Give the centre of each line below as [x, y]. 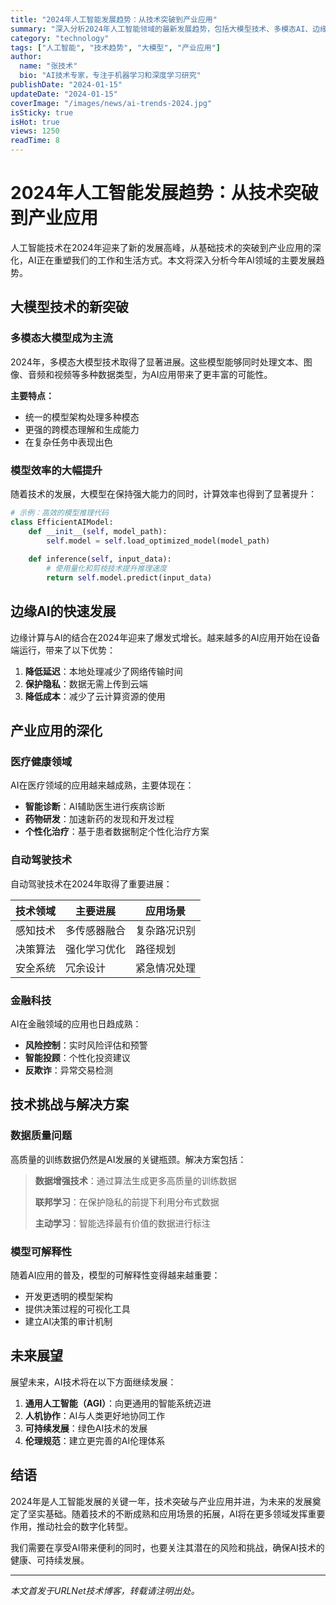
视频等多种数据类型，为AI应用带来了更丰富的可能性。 [163, 374]
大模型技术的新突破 [69, 307]
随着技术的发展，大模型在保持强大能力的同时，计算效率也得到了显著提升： [163, 493]
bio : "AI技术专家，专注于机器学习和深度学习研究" [110, 76]
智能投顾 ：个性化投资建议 [77, 1058]
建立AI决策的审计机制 [68, 1321]
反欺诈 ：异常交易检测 [68, 1070]
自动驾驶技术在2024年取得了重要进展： [91, 883]
